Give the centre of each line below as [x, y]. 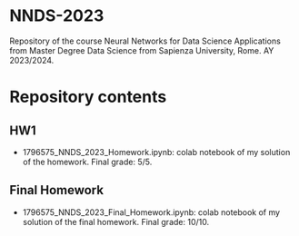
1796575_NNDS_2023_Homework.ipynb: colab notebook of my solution [156, 152]
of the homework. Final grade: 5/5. [87, 162]
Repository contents [88, 97]
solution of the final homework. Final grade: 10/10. [116, 221]
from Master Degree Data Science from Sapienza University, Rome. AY [142, 50]
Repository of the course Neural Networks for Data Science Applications [145, 41]
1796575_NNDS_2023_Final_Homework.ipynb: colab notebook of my [151, 212]
